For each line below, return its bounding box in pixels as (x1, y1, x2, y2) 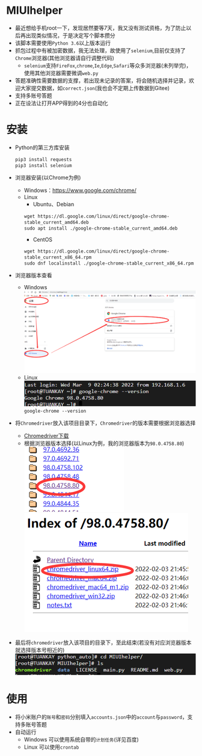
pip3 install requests (14, 156, 72, 162)
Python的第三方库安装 (14, 144, 70, 151)
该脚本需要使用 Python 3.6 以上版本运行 (14, 39, 111, 46)
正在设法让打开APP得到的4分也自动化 (14, 99, 108, 106)
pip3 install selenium (14, 162, 72, 168)
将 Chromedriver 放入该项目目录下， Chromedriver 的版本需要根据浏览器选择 (14, 419, 196, 426)
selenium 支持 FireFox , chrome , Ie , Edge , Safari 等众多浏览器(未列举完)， (23, 61, 192, 69)
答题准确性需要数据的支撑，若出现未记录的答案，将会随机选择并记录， (14, 76, 189, 84)
